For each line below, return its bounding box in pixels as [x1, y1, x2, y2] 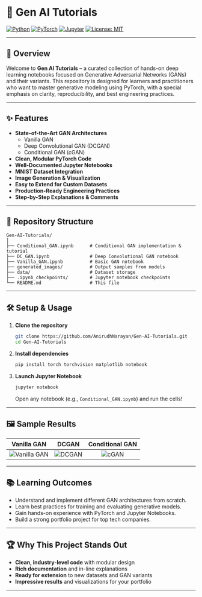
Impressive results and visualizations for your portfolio [14, 578, 152, 586]
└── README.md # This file [6, 280, 120, 286]
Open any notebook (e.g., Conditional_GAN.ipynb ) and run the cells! [14, 395, 183, 402]
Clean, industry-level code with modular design [14, 559, 135, 566]
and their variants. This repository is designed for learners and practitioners [6, 77, 194, 84]
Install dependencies [14, 350, 69, 357]
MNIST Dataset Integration [14, 168, 84, 175]
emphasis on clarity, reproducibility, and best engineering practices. [6, 90, 175, 97]
